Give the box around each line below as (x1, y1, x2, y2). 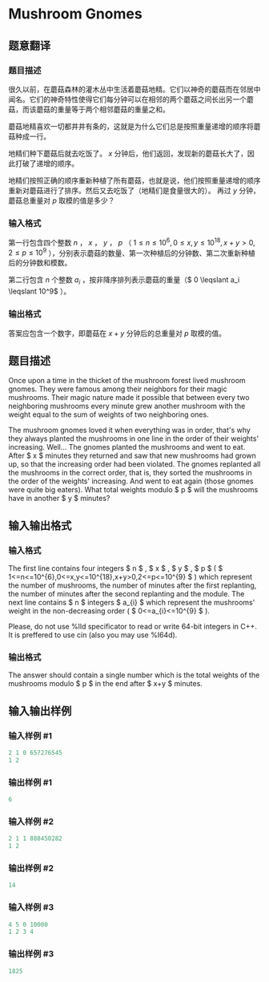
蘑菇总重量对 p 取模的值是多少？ (8, 196, 115, 205)
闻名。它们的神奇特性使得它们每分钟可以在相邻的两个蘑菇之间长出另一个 (8, 94, 247, 104)
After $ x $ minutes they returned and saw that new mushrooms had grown (8, 451, 256, 461)
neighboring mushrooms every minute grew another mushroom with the (8, 402, 246, 411)
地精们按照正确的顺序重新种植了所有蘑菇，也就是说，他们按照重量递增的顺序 (8, 176, 261, 185)
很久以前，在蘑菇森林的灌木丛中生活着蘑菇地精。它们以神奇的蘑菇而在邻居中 (8, 84, 261, 94)
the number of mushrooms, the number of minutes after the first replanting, (8, 580, 257, 590)
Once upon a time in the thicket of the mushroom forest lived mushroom (8, 376, 246, 386)
